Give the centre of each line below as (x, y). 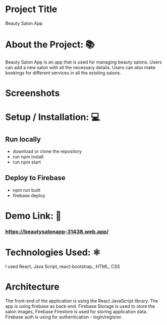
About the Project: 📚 (50, 45)
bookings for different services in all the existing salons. (63, 73)
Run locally (23, 139)
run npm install (28, 157)
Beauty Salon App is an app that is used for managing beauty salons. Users (84, 62)
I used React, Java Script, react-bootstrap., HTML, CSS (63, 266)
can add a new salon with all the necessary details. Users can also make (80, 67)
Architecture (32, 287)
